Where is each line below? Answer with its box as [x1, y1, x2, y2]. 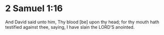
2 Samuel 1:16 [5, 3, 63, 14]
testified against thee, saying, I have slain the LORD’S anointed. [5, 24, 135, 30]
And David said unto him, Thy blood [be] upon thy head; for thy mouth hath [5, 19, 160, 25]
